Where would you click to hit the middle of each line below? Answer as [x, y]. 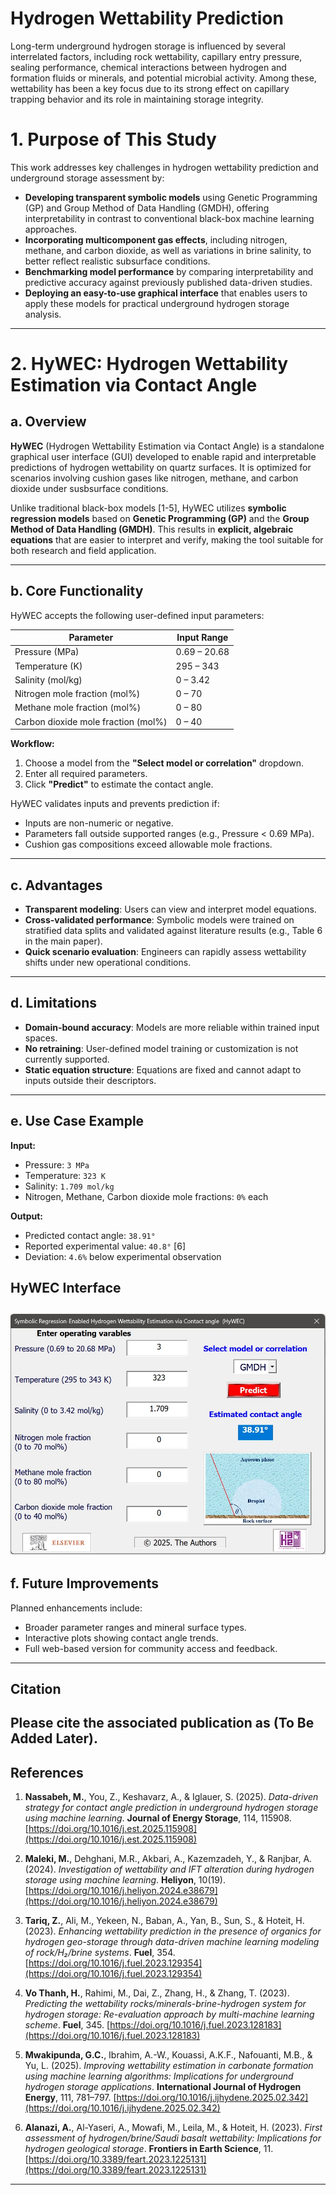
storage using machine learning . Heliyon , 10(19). [125, 1880]
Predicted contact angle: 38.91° [90, 1235]
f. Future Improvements [85, 1583]
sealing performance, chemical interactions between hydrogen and [148, 67]
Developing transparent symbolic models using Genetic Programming [171, 197]
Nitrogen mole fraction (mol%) [77, 694]
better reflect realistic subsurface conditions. [117, 261]
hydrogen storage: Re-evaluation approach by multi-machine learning [169, 2014]
